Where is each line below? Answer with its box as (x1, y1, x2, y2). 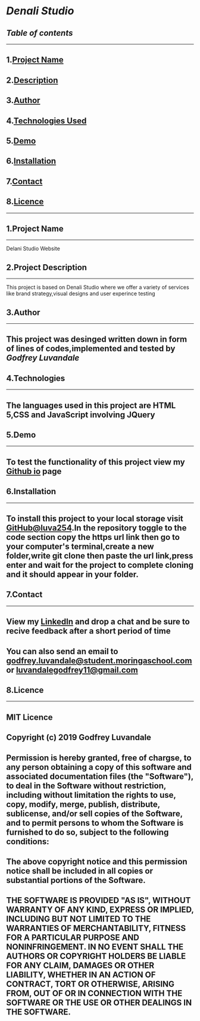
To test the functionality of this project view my (6, 457, 186, 467)
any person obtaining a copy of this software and (6, 762, 192, 772)
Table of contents (6, 28, 73, 38)
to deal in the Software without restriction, (6, 780, 167, 791)
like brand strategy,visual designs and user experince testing (6, 290, 156, 297)
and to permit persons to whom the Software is (6, 817, 184, 828)
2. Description (6, 75, 58, 85)
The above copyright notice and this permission (6, 856, 187, 867)
